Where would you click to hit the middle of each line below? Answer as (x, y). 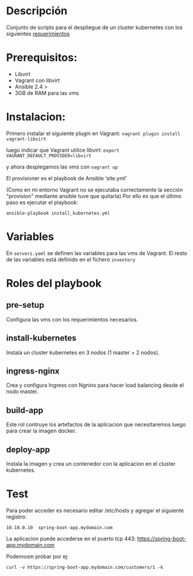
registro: (16, 517)
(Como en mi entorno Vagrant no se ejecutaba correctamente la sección (94, 190)
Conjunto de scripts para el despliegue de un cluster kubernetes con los (94, 27)
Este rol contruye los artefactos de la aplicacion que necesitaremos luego (96, 425)
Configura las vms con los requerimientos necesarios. (72, 319)
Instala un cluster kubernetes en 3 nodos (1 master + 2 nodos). (83, 352)
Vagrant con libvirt (37, 80)
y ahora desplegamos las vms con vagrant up (62, 167)
